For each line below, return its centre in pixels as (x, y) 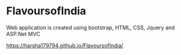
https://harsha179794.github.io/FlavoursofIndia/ (65, 45)
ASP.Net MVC (23, 33)
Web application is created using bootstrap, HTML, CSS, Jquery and (90, 27)
